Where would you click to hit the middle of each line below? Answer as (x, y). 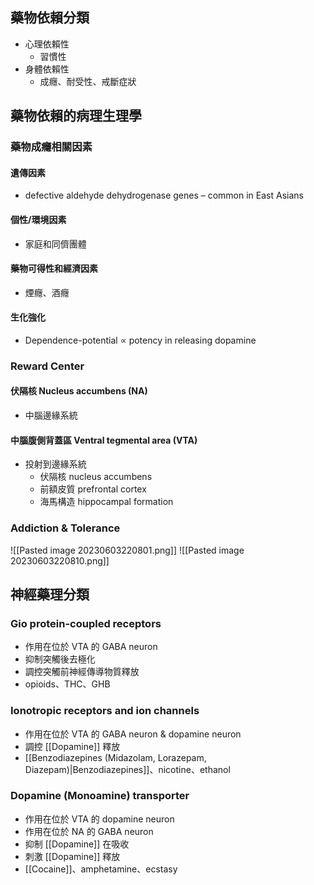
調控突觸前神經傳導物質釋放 (82, 672)
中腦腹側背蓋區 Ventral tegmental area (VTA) (104, 440)
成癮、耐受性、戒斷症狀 (88, 81)
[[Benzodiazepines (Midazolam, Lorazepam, (115, 757)
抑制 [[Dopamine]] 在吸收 (77, 844)
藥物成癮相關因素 (51, 147)
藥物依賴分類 (50, 18)
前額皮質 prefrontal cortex (93, 489)
